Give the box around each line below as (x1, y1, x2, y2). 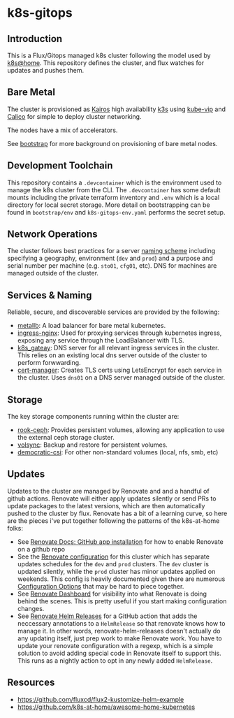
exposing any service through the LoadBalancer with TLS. (17, 336, 184, 345)
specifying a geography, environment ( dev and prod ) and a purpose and (7, 254, 213, 263)
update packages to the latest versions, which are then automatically (7, 501, 205, 510)
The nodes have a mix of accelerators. (7, 126, 118, 134)
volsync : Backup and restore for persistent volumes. (17, 440, 168, 449)
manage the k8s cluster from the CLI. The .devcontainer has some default (7, 185, 221, 194)
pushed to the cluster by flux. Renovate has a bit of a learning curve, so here (7, 509, 228, 517)
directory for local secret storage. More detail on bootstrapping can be (7, 201, 211, 209)
